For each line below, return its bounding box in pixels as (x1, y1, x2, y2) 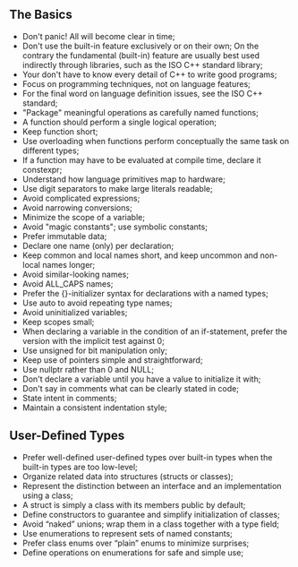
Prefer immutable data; (21, 230, 107, 241)
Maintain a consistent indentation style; (21, 402, 167, 413)
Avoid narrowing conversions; (21, 202, 132, 213)
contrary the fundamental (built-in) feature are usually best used (21, 49, 260, 61)
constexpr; (21, 164, 63, 175)
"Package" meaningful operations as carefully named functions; (21, 107, 260, 117)
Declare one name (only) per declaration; (21, 240, 175, 251)
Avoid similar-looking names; (21, 269, 130, 279)
